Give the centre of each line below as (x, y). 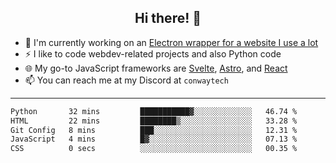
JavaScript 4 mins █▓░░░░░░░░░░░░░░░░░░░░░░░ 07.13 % (154, 139)
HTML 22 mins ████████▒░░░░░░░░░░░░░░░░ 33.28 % (154, 121)
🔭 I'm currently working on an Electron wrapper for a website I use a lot (171, 42)
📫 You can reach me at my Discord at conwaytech (126, 80)
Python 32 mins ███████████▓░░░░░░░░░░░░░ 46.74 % (154, 111)
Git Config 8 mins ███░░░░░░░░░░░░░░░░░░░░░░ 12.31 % (154, 130)
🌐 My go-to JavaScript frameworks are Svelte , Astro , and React (156, 68)
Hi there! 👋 (168, 18)
